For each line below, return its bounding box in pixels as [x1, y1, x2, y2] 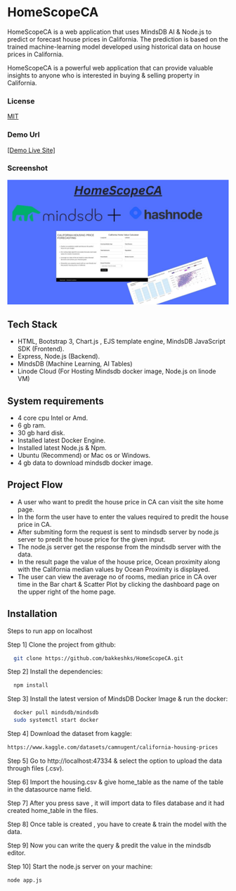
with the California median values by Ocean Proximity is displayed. [17, 565, 211, 573]
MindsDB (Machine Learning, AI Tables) [17, 360, 133, 368]
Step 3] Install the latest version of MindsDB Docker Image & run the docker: [7, 694, 228, 703]
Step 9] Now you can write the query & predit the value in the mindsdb [7, 841, 211, 849]
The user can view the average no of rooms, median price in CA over [17, 572, 217, 581]
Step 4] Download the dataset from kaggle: [7, 730, 132, 738]
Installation [7, 608, 58, 620]
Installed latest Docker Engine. [17, 436, 106, 444]
